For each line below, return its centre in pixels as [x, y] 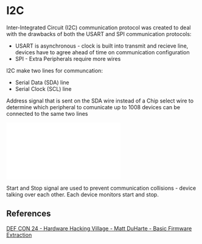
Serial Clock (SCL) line [43, 88]
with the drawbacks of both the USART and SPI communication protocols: [99, 34]
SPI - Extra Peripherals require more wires [68, 59]
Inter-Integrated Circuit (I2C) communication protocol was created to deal [99, 27]
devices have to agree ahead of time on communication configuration [102, 52]
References [29, 214]
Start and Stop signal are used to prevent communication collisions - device [101, 188]
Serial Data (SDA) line [42, 82]
